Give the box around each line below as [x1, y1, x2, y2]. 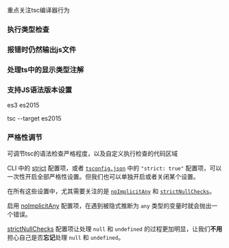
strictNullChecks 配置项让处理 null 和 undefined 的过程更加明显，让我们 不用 [7, 225, 223, 233]
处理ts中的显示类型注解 [7, 64, 84, 74]
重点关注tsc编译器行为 [7, 6, 70, 14]
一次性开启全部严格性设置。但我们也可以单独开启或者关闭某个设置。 [7, 173, 200, 181]
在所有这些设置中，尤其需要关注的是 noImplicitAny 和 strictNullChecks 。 [7, 187, 216, 195]
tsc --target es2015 [7, 114, 62, 123]
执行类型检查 [7, 25, 50, 34]
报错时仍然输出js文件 [7, 45, 77, 54]
